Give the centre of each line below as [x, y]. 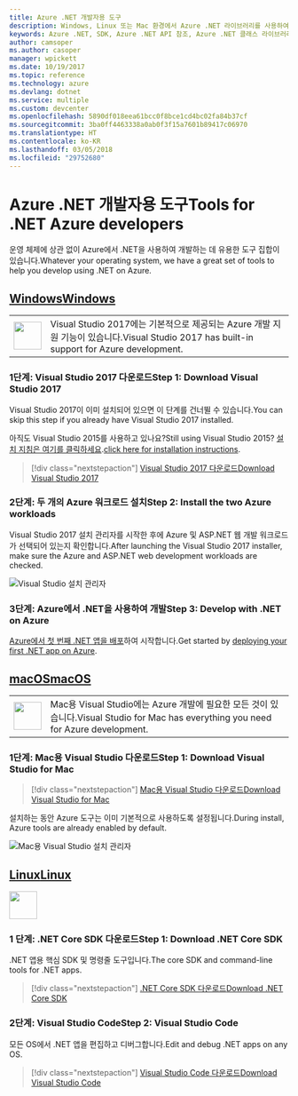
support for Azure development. [117, 349]
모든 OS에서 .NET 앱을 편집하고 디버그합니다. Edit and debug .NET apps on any [149, 1044]
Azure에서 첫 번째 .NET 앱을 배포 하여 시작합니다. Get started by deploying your [148, 641]
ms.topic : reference [47, 75]
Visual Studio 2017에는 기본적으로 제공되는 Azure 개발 [160, 324]
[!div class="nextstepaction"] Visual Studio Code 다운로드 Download [154, 1072]
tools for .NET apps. [46, 970]
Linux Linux [40, 874]
